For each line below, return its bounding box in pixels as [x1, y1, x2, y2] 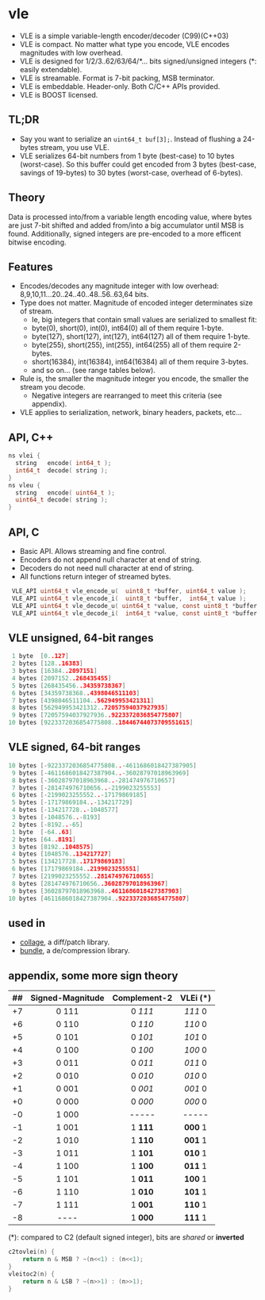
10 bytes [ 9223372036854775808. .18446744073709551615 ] [8, 719, 194, 727]
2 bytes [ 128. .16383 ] [11, 660, 83, 667]
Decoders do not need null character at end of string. [19, 563, 194, 572]
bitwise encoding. [8, 237, 67, 247]
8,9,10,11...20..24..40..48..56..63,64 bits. [19, 290, 149, 299]
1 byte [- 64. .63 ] [11, 828, 73, 836]
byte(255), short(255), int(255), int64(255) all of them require [31, 340, 232, 350]
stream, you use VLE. [40, 142, 109, 152]
